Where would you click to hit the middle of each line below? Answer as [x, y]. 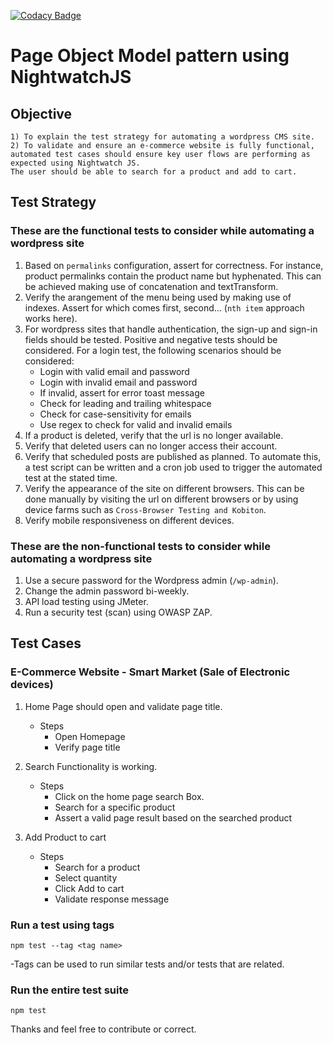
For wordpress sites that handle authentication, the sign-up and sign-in [171, 329]
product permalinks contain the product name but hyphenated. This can [173, 276]
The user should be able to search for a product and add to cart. [154, 172]
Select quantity [86, 877]
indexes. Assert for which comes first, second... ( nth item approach [164, 307]
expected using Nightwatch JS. [75, 163]
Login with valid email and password [114, 371]
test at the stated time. [71, 477]
